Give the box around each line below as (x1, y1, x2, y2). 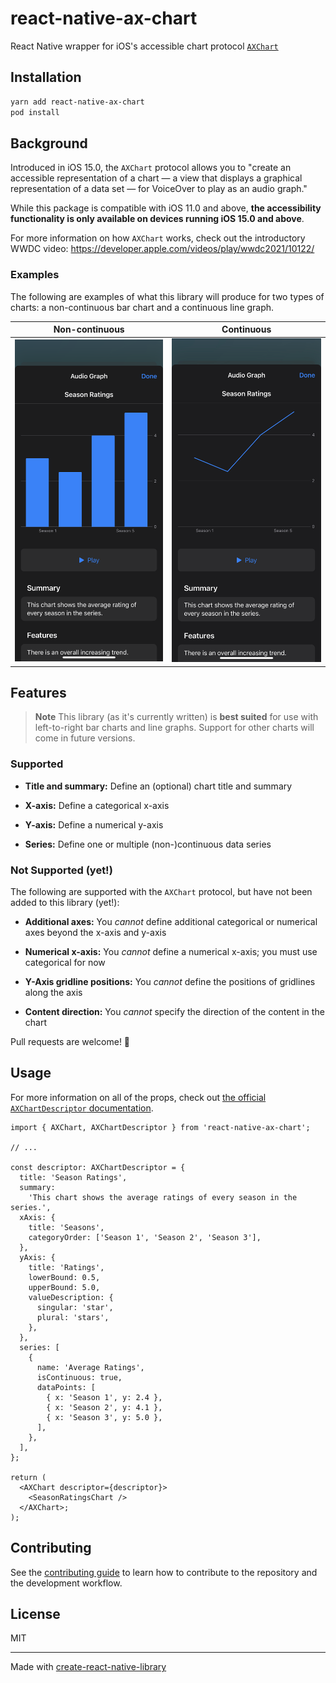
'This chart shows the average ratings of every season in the (28, 1192, 298, 1202)
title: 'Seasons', (28, 1222, 105, 1232)
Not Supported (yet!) (10, 863, 113, 877)
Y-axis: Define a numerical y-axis (24, 818, 164, 831)
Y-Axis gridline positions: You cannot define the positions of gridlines (24, 975, 316, 987)
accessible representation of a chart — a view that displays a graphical (10, 172, 303, 184)
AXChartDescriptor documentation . (10, 1102, 154, 1114)
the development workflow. (10, 1577, 123, 1589)
